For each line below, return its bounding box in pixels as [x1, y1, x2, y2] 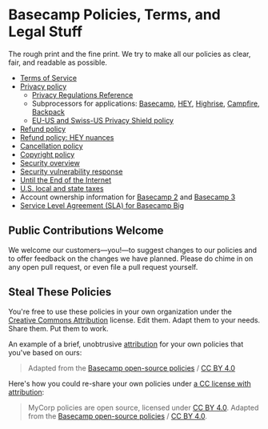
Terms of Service [19, 73, 78, 82]
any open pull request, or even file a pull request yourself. [8, 262, 198, 271]
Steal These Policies [8, 286, 112, 299]
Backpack [31, 106, 66, 117]
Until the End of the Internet [19, 174, 112, 185]
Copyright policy [19, 150, 75, 159]
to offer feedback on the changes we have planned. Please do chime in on [8, 254, 254, 263]
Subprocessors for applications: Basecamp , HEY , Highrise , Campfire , [31, 98, 260, 108]
